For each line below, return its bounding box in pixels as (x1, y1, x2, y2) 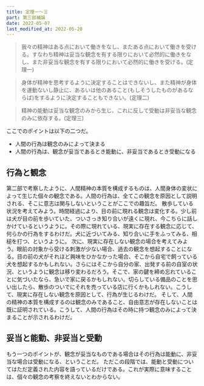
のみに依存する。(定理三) (21, 115, 84, 122)
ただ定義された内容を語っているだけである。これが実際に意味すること (16, 365, 192, 373)
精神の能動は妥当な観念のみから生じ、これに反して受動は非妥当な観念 (21, 107, 197, 114)
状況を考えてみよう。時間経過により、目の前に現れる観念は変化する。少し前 (6, 208, 197, 215)
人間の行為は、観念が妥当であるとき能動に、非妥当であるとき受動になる (15, 148, 196, 155)
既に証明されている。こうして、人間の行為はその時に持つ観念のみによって (6, 306, 192, 313)
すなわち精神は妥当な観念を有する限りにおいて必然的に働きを (32, 51, 186, 58)
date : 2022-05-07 (6, 20, 50, 26)
